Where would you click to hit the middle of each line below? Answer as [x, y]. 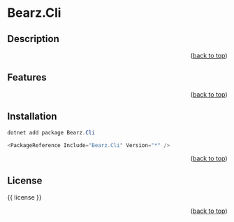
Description [33, 39]
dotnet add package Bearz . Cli [51, 132]
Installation [32, 117]
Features [27, 77]
